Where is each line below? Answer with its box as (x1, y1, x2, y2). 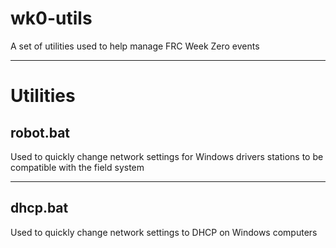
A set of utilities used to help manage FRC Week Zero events (10, 40, 260, 52)
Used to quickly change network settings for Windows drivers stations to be (10, 150, 324, 162)
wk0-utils (10, 7, 93, 30)
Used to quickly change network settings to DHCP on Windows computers (10, 226, 318, 238)
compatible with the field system (10, 161, 145, 173)
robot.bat (10, 124, 71, 141)
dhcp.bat (10, 200, 69, 217)
